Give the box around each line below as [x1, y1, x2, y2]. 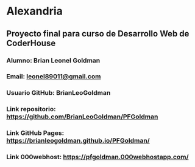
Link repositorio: [6, 105, 56, 114]
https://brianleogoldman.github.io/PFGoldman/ [6, 137, 151, 145]
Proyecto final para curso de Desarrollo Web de [6, 29, 190, 39]
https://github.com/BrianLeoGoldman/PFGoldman [6, 112, 158, 121]
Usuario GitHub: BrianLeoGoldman [6, 89, 111, 97]
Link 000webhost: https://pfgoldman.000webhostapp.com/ [6, 153, 189, 162]
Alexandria [6, 4, 63, 18]
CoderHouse [6, 38, 56, 48]
